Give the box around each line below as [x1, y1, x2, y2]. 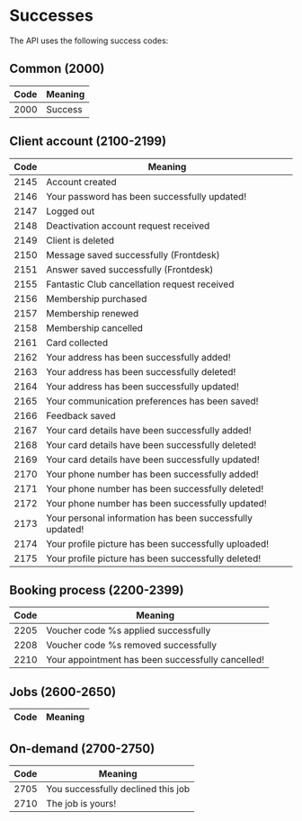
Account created [46, 175, 117, 188]
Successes [9, 5, 94, 26]
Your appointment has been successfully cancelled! [46, 654, 265, 666]
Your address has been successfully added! [46, 351, 231, 363]
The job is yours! [46, 798, 117, 809]
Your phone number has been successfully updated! [46, 496, 267, 509]
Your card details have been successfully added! [46, 424, 252, 436]
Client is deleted [46, 234, 115, 246]
